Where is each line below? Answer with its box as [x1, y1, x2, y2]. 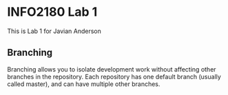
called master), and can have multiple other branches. [7, 80, 160, 88]
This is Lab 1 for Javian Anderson [7, 27, 102, 35]
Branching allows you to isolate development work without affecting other [7, 65, 216, 73]
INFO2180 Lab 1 [7, 4, 98, 20]
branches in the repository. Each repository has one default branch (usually [7, 72, 222, 81]
